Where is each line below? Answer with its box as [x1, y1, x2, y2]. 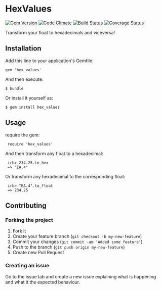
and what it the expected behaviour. [5, 279, 80, 285]
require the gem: [5, 132, 40, 138]
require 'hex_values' [7, 141, 53, 147]
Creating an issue [5, 262, 50, 269]
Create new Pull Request [12, 250, 64, 256]
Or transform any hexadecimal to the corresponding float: [5, 173, 126, 179]
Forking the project [5, 216, 53, 223]
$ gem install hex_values [5, 105, 60, 110]
